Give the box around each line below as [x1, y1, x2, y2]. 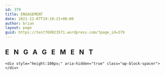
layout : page [5, 25, 32, 30]
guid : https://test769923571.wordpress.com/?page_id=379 [5, 30, 125, 35]
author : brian [5, 21, 35, 26]
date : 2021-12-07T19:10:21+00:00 [5, 16, 74, 21]
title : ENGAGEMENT [5, 12, 43, 17]
